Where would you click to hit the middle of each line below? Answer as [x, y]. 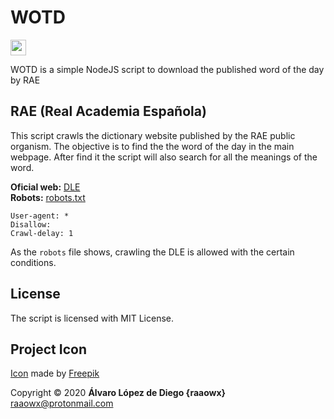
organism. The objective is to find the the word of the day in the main [152, 146]
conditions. [33, 262]
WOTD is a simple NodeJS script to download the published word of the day [167, 69]
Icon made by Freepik [55, 373]
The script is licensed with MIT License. [92, 318]
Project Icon [48, 349]
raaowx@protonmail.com [62, 403]
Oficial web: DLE [45, 187]
